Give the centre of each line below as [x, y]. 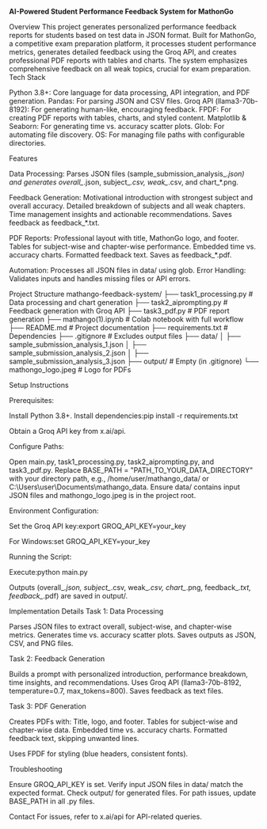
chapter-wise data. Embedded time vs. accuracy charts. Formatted [118, 730]
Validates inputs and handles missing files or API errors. [100, 279]
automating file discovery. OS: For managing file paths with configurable [127, 135]
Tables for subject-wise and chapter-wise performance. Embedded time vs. [133, 246]
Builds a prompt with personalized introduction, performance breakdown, [128, 674]
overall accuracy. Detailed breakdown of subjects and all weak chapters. [127, 206]
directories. [28, 143]
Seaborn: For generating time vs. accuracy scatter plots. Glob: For [117, 126]
